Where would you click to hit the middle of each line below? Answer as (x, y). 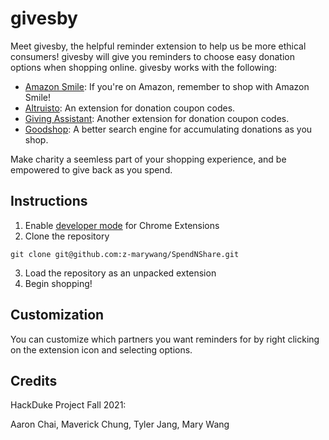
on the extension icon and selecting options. (101, 349)
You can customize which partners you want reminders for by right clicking (165, 339)
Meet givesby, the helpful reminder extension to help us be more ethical (158, 46)
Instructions (49, 201)
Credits (34, 380)
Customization (57, 315)
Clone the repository (67, 236)
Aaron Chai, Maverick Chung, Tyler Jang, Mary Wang (120, 424)
